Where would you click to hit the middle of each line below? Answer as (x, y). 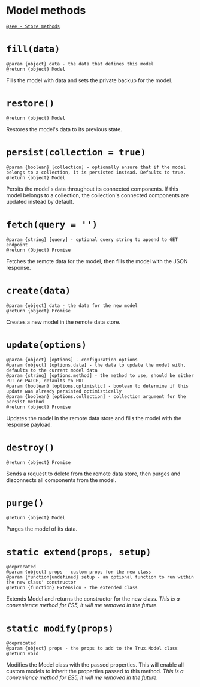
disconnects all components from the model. (61, 480)
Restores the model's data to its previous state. (64, 129)
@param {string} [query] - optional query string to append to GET (92, 239)
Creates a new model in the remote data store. (63, 322)
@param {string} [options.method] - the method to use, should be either (100, 375)
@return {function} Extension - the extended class (72, 588)
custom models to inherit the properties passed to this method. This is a (95, 671)
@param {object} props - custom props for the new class (79, 572)
